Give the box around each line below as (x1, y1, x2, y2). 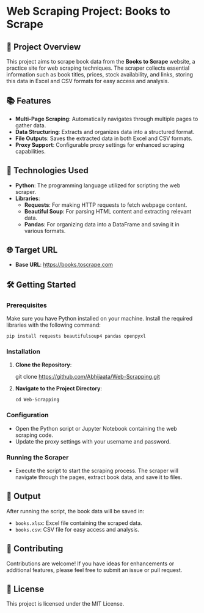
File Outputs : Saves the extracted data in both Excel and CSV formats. (15, 135, 193, 142)
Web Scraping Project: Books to (6, 4, 171, 18)
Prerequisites (6, 301, 47, 310)
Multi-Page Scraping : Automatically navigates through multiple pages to (15, 115, 199, 122)
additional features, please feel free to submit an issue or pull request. (6, 566, 183, 573)
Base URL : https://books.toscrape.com (15, 261, 113, 269)
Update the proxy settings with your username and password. (15, 437, 171, 445)
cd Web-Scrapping (15, 396, 60, 403)
